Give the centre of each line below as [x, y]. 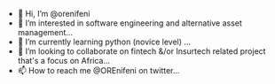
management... [45, 32]
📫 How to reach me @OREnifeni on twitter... [98, 70]
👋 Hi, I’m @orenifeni [54, 14]
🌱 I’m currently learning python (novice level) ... [104, 42]
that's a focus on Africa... [64, 61]
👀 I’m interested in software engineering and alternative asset [130, 23]
